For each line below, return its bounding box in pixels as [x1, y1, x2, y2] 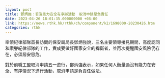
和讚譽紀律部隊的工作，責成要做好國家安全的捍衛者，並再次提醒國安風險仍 [5, 45, 156, 51]
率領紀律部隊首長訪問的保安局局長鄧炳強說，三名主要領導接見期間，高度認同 [5, 39, 160, 45]
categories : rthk [5, 25, 41, 30]
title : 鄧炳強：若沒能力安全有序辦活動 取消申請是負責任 [5, 12, 109, 17]
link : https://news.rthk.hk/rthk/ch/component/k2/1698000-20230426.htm [5, 20, 155, 26]
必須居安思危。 [13, 52, 44, 58]
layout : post [5, 7, 32, 12]
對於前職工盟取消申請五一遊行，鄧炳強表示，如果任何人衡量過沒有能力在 [5, 62, 151, 68]
